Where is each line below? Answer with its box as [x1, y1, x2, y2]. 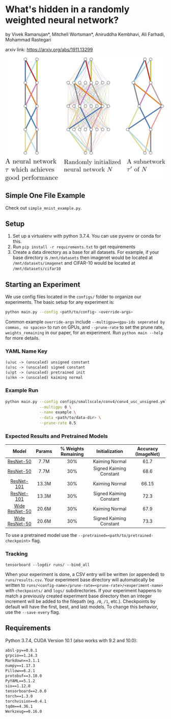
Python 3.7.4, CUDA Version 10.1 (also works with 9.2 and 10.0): [5, 637, 137, 643]
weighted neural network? [5, 14, 119, 26]
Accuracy [137, 445, 158, 451]
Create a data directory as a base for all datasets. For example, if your [12, 249, 159, 255]
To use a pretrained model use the [5, 532, 77, 538]
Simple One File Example [5, 191, 85, 200]
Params [35, 448, 52, 454]
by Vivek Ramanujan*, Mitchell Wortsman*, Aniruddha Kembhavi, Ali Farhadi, [5, 31, 165, 37]
